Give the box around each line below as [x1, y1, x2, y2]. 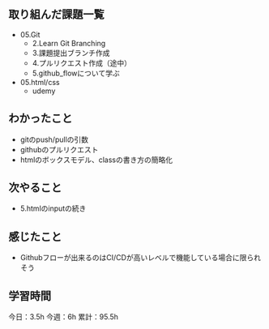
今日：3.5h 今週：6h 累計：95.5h [8, 312, 119, 322]
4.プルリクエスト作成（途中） [32, 58, 132, 67]
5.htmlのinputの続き [19, 203, 87, 213]
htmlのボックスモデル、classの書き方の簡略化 [19, 155, 173, 164]
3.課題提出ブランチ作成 [32, 48, 110, 58]
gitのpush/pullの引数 [19, 135, 89, 144]
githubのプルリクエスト [19, 144, 99, 154]
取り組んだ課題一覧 [8, 7, 105, 22]
